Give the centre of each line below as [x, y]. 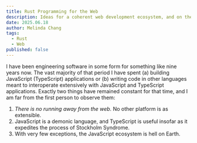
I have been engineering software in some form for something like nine [91, 66]
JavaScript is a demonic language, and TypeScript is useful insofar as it [101, 121]
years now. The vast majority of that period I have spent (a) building [88, 72]
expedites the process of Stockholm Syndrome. [72, 127]
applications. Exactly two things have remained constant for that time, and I [97, 91]
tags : [13, 33]
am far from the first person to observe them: [61, 97]
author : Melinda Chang [34, 28]
